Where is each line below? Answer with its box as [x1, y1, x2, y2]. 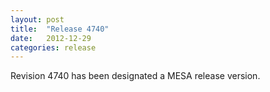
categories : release [10, 42, 97, 53]
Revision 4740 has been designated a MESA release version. [10, 70, 261, 82]
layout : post [10, 14, 65, 25]
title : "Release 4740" [10, 24, 110, 34]
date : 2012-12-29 [10, 33, 92, 43]
